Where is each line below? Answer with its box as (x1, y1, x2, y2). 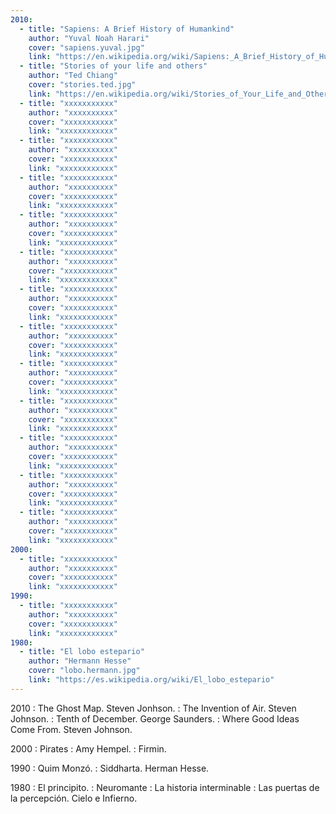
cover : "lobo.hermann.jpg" (28, 666, 141, 676)
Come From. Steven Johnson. (10, 723, 133, 735)
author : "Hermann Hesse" (28, 656, 132, 666)
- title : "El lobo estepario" (19, 647, 145, 657)
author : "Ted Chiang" (28, 71, 118, 81)
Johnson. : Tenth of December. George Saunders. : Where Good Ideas (10, 712, 300, 725)
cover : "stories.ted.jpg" (28, 80, 137, 90)
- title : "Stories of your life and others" (19, 61, 208, 71)
